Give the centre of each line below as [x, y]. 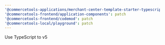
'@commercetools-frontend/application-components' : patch [65, 14]
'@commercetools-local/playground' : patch [49, 23]
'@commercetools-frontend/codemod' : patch [49, 19]
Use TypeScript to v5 [26, 37]
